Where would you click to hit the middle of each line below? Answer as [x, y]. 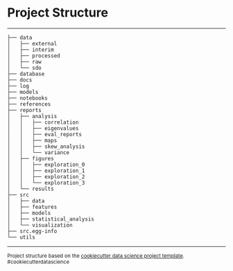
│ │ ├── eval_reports [44, 134]
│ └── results [31, 189]
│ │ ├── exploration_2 [46, 177]
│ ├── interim [31, 50]
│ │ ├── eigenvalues [43, 128]
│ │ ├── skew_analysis [46, 147]
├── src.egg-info [32, 231]
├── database [26, 74]
